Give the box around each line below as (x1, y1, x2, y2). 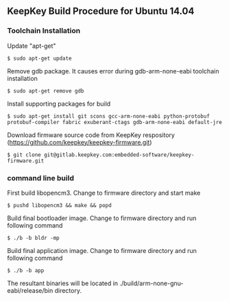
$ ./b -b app (7, 267, 45, 274)
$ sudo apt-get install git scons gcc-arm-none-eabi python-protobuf (7, 112, 210, 119)
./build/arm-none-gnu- (119, 279, 184, 287)
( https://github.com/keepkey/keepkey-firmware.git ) (7, 138, 152, 146)
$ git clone (7, 151, 41, 158)
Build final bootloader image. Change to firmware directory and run (7, 214, 197, 222)
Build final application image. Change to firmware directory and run (7, 246, 197, 254)
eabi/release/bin (7, 286, 53, 294)
